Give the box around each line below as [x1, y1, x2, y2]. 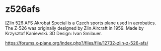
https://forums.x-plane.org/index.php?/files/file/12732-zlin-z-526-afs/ [5, 40, 149, 46]
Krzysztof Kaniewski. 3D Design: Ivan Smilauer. [5, 30, 102, 36]
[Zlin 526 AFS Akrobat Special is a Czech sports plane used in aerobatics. [5, 20, 157, 26]
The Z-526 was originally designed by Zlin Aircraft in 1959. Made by [5, 25, 144, 31]
